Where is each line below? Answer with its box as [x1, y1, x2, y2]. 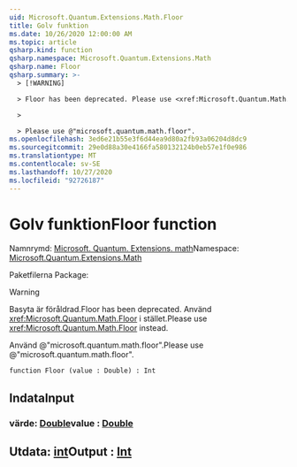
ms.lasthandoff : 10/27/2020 [9, 167, 113, 177]
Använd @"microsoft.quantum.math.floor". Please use [9, 340, 204, 350]
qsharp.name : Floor [9, 63, 81, 72]
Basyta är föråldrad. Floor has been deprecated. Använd [9, 304, 212, 315]
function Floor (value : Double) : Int [9, 366, 156, 376]
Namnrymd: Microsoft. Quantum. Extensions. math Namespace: [9, 243, 240, 254]
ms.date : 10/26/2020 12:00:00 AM [9, 29, 133, 38]
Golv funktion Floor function [9, 214, 217, 234]
